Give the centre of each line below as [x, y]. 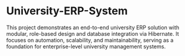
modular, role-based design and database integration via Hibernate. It [93, 33]
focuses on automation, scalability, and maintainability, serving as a [90, 40]
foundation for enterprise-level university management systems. [86, 46]
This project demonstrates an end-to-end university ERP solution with [93, 27]
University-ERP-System [67, 11]
